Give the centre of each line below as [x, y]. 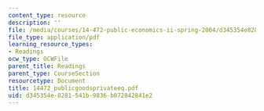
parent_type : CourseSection [54, 73]
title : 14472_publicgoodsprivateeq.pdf [73, 88]
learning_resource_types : [50, 45]
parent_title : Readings [47, 66]
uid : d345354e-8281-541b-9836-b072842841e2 [81, 95]
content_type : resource [47, 15]
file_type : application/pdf [54, 37]
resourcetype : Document [47, 81]
